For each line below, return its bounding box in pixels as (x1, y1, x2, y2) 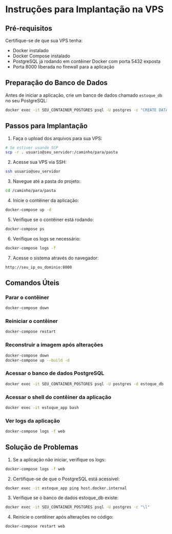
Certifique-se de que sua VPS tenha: (5, 37, 83, 43)
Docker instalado (12, 48, 49, 53)
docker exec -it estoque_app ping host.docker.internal (5, 485, 127, 491)
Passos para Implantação (5, 122, 88, 130)
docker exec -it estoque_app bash (5, 405, 79, 410)
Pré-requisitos (5, 24, 53, 33)
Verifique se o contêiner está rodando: (12, 216, 94, 222)
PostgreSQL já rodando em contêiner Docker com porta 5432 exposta (12, 58, 161, 64)
